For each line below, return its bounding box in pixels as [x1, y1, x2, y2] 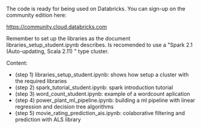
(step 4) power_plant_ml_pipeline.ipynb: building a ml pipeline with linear [14, 96, 196, 104]
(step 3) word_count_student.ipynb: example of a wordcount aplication [14, 90, 191, 97]
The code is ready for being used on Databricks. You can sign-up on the [6, 5, 185, 12]
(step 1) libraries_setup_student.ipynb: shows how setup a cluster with [14, 71, 189, 78]
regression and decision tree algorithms [14, 103, 114, 110]
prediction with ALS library [14, 116, 81, 123]
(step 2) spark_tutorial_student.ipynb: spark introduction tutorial [14, 84, 173, 91]
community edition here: [6, 11, 67, 19]
